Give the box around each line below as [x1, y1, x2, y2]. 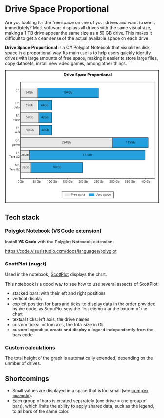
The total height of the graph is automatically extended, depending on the [5, 355, 153, 361]
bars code [12, 332, 33, 338]
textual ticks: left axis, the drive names [12, 316, 90, 322]
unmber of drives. [5, 360, 41, 366]
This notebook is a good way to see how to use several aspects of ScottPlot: [5, 281, 159, 287]
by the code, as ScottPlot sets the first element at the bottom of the [12, 306, 148, 312]
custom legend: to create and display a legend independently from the [12, 327, 154, 333]
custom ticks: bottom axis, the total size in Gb [12, 322, 104, 328]
